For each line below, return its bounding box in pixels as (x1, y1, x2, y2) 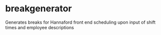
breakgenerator (5, 3, 72, 14)
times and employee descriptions (5, 24, 74, 30)
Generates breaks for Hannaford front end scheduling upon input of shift (5, 19, 156, 25)
